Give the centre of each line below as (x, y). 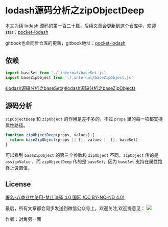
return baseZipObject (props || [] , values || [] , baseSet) (74, 140)
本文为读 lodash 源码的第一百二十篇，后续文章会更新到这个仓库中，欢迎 (81, 26)
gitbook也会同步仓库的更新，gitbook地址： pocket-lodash (66, 43)
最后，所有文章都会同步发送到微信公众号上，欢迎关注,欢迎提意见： (75, 208)
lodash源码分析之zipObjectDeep (75, 11)
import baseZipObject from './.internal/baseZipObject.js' (69, 77)
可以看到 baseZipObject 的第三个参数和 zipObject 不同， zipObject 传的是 (82, 155)
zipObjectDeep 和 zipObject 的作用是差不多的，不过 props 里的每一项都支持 (84, 119)
